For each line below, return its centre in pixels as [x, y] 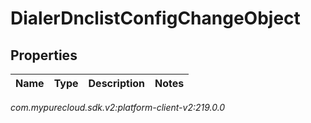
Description [116, 83]
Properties [44, 55]
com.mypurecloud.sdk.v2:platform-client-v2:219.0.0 [118, 107]
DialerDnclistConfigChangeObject [155, 18]
